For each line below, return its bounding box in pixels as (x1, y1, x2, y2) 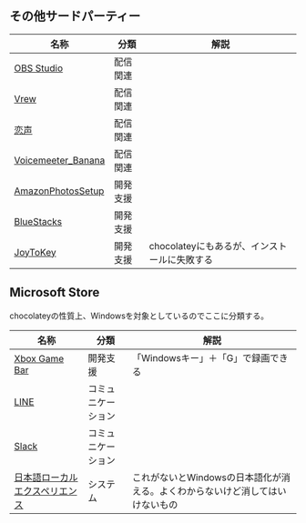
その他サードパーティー (9, 8, 141, 25)
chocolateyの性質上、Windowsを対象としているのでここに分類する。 (9, 310, 270, 321)
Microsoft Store (9, 285, 100, 300)
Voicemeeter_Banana (14, 154, 106, 166)
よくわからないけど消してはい (158, 485, 287, 498)
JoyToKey (14, 246, 56, 258)
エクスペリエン (14, 485, 77, 498)
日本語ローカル (14, 471, 79, 484)
